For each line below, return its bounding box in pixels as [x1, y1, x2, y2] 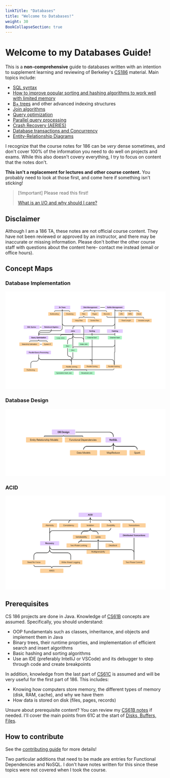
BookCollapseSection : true [5, 24, 63, 30]
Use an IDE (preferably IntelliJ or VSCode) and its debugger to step [12, 655, 154, 662]
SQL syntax [12, 85, 37, 91]
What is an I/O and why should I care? [17, 200, 98, 206]
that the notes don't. [5, 159, 48, 166]
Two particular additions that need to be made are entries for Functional [5, 756, 156, 762]
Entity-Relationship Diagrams [12, 133, 74, 140]
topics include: [5, 74, 37, 81]
